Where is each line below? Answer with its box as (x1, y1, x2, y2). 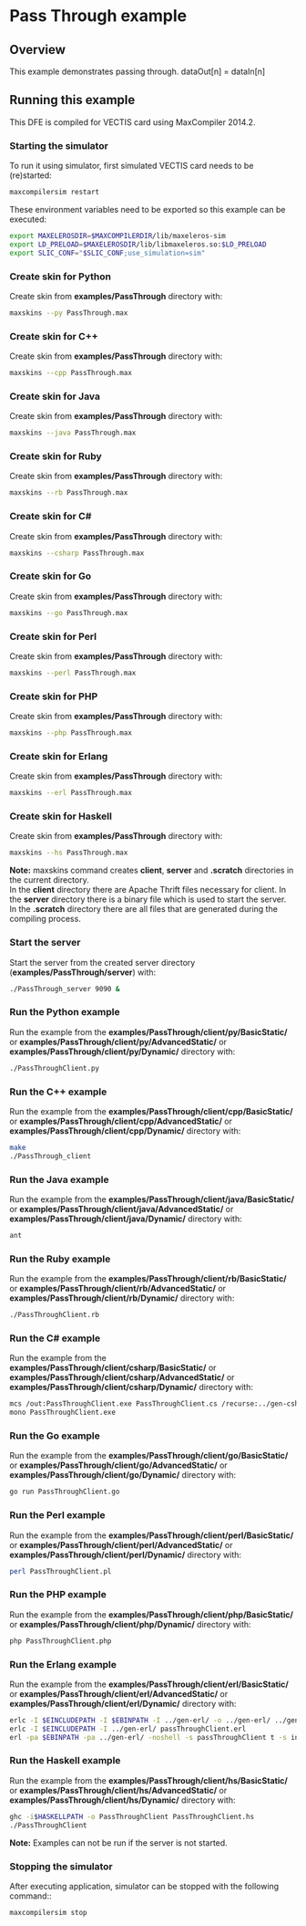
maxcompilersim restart (9, 188, 100, 197)
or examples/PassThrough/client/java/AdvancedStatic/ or (9, 1204, 234, 1215)
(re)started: (9, 170, 52, 181)
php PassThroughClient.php (9, 1636, 112, 1646)
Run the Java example (9, 1173, 109, 1186)
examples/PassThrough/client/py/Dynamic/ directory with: (9, 1046, 236, 1057)
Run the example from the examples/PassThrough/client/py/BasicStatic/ (9, 1026, 289, 1037)
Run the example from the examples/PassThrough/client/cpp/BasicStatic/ (9, 1105, 293, 1116)
